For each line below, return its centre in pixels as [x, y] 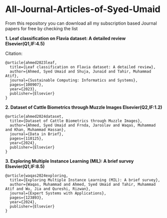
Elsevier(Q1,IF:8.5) [25, 166]
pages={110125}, [27, 138]
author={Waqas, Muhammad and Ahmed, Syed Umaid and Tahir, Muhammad [83, 184]
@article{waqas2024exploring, [37, 175]
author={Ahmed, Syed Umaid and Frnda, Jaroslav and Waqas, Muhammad [83, 125]
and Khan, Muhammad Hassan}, [36, 129]
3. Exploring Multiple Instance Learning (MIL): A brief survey [69, 161]
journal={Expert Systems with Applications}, [58, 193]
